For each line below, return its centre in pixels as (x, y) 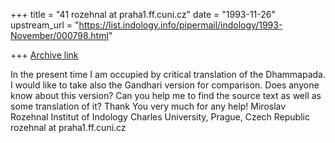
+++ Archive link (44, 55)
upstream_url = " (45, 25)
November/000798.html (59, 35)
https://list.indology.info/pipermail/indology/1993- (180, 25)
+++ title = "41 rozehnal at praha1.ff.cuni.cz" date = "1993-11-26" (143, 14)
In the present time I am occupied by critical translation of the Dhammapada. (168, 74)
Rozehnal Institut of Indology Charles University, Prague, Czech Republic (160, 117)
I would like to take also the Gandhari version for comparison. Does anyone (165, 85)
